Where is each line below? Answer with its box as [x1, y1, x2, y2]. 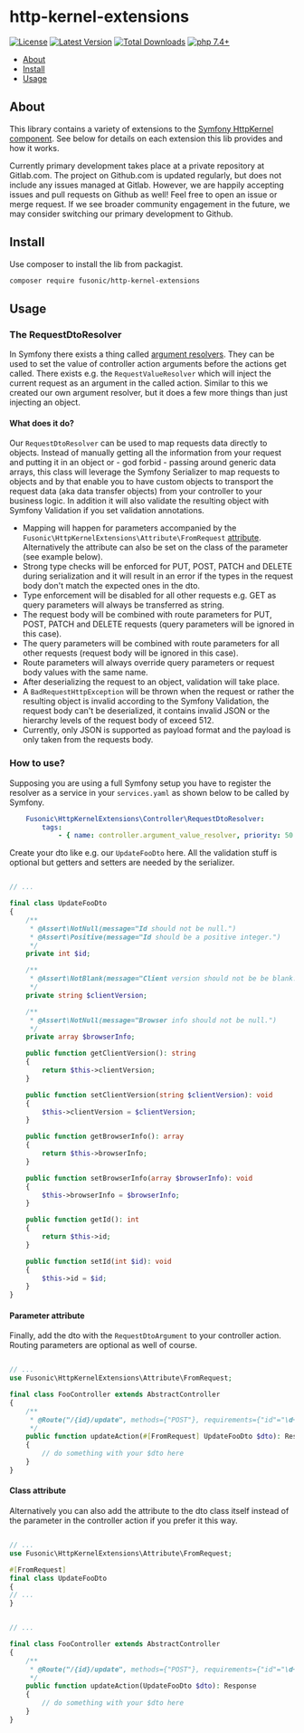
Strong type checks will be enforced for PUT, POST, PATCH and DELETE [22, 561, 292, 572]
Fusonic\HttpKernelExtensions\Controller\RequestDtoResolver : [25, 814, 265, 823]
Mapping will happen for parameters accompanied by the [22, 522, 237, 533]
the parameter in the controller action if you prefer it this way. [9, 1515, 238, 1527]
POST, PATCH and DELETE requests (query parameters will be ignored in [22, 618, 295, 630]
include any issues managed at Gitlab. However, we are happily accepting [9, 179, 285, 190]
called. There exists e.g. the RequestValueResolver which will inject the [9, 369, 271, 379]
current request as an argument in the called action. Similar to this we [9, 378, 269, 388]
